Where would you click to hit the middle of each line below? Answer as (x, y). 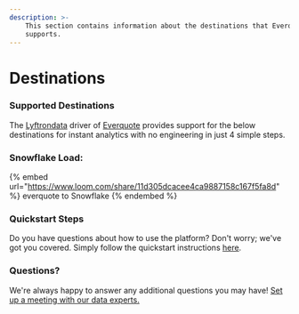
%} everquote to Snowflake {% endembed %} (93, 196)
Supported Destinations (62, 106)
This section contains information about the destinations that (147, 26)
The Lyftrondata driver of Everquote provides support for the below (133, 125)
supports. (44, 34)
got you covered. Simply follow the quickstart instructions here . (125, 248)
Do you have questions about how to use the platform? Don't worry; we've (145, 238)
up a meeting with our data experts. (74, 300)
